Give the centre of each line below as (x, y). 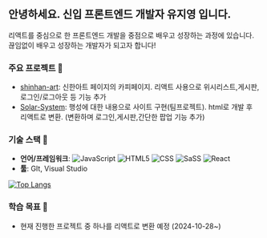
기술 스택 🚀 (28, 140)
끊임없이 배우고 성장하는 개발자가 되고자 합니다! (82, 45)
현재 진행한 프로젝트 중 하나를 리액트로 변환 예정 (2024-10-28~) (121, 226)
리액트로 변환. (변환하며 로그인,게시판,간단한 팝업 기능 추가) (112, 117)
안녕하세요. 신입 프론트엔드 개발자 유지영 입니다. (119, 14)
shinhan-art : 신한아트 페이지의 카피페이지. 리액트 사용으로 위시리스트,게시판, (140, 87)
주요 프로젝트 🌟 (36, 68)
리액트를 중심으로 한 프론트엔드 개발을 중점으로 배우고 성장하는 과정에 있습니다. (131, 35)
